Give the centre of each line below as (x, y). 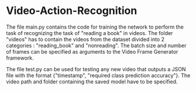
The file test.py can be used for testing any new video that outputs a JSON (96, 69)
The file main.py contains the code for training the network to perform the (95, 27)
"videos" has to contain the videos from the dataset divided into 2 (85, 39)
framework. (20, 58)
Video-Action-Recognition (72, 11)
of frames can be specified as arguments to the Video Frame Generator (92, 51)
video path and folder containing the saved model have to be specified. (92, 81)
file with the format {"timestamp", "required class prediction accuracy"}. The (98, 75)
